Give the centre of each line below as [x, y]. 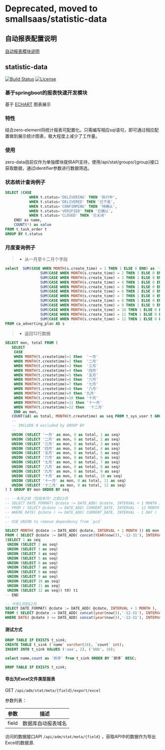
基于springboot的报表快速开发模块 [46, 93]
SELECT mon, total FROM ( [31, 343]
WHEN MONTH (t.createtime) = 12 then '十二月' [59, 407]
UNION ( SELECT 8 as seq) [32, 572]
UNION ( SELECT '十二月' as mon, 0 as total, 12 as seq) [69, 485]
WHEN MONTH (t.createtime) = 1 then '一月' [56, 357]
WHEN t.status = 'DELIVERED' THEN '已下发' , [72, 202]
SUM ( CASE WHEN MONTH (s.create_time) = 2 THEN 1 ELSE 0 [97, 273]
